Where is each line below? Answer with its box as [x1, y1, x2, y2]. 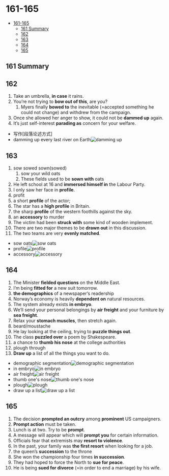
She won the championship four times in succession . [13, 453, 125, 460]
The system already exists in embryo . [13, 301, 93, 307]
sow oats [13, 240, 33, 246]
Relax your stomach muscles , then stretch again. [13, 317, 117, 323]
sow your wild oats [20, 170, 61, 177]
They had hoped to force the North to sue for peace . [13, 459, 124, 465]
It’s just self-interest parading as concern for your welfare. [13, 120, 136, 126]
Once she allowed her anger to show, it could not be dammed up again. [13, 115, 163, 121]
